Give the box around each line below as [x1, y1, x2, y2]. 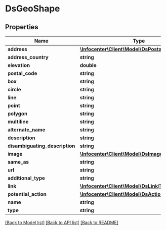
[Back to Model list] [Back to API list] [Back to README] [5, 220, 119, 226]
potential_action [7, 191, 47, 197]
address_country [7, 54, 49, 60]
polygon [7, 110, 28, 117]
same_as [7, 159, 29, 165]
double [80, 62, 97, 68]
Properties [5, 23, 39, 31]
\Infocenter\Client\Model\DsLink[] [80, 183, 162, 189]
